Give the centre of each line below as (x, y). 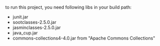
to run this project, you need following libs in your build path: (68, 7)
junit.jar (21, 17)
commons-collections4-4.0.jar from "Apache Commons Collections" (84, 38)
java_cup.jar (25, 33)
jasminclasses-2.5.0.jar (36, 27)
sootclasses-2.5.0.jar (34, 22)
